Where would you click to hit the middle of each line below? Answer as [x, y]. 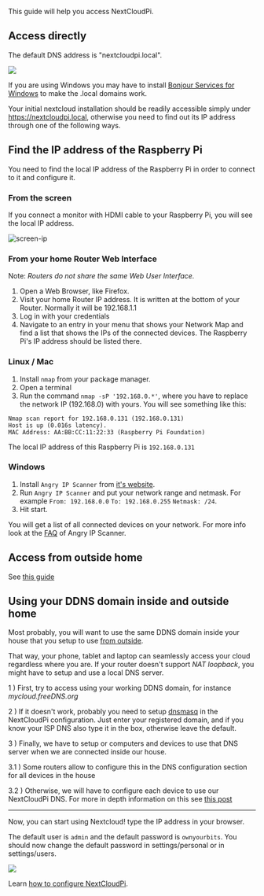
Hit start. [34, 509]
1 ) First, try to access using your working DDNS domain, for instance [120, 688]
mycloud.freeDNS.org [43, 696]
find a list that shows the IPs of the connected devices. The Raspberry [133, 333]
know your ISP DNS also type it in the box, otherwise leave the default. [123, 728]
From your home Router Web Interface [82, 259]
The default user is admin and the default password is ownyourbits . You [123, 837]
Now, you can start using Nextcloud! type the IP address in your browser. [126, 822]
